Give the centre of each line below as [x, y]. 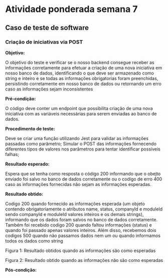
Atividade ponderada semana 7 [71, 9]
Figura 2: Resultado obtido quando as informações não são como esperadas [84, 260]
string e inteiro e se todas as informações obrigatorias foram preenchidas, [82, 78]
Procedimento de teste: [30, 128]
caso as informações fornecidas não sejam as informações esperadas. [78, 184]
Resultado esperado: [28, 164]
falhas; [12, 154]
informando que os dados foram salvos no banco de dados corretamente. [81, 219]
